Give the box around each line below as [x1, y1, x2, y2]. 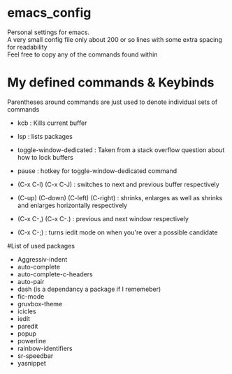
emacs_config [7, 5, 92, 21]
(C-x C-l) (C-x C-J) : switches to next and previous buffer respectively [17, 180, 220, 188]
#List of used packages [7, 241, 75, 250]
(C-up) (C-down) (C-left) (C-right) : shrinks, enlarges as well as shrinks [17, 193, 223, 202]
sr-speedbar [17, 351, 54, 360]
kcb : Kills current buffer [17, 119, 87, 127]
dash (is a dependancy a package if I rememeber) [17, 285, 161, 293]
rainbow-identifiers [17, 344, 73, 352]
